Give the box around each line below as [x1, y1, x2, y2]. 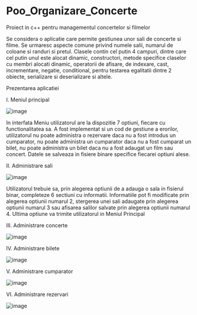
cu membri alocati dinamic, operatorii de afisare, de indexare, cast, [6, 61, 169, 68]
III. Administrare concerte [6, 221, 68, 229]
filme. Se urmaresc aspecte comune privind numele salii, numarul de [6, 42, 173, 49]
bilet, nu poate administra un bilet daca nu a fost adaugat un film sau [6, 144, 173, 151]
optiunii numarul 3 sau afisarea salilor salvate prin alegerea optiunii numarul [6, 203, 190, 211]
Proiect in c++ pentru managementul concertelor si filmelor [6, 24, 151, 31]
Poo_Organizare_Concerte [6, 4, 138, 18]
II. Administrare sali [6, 162, 53, 169]
